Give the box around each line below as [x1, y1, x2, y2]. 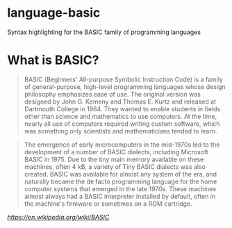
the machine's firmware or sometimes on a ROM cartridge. [24, 199, 192, 208]
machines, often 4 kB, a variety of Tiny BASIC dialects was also [24, 162, 206, 171]
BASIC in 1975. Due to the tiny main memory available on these [24, 155, 204, 163]
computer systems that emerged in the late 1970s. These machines [24, 184, 217, 193]
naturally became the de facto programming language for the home [24, 177, 217, 186]
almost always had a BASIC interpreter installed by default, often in [24, 192, 216, 200]
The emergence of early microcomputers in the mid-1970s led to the [24, 140, 220, 149]
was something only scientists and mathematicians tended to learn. [24, 127, 217, 135]
